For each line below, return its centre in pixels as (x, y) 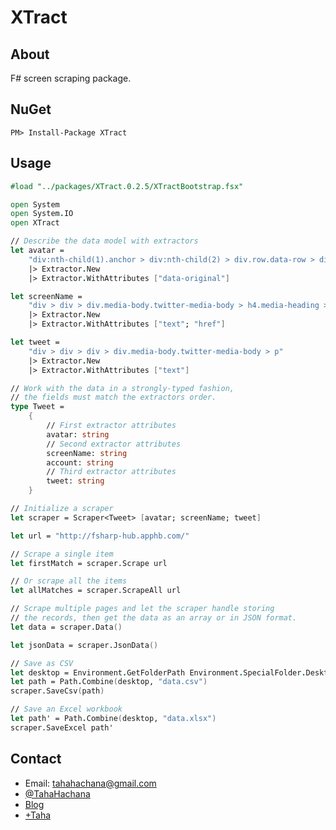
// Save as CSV (42, 663)
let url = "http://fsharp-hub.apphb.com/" (100, 536)
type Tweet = (37, 407)
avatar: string (78, 434)
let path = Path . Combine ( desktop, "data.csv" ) (109, 682)
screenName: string (87, 453)
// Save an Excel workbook (66, 709)
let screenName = (46, 296)
